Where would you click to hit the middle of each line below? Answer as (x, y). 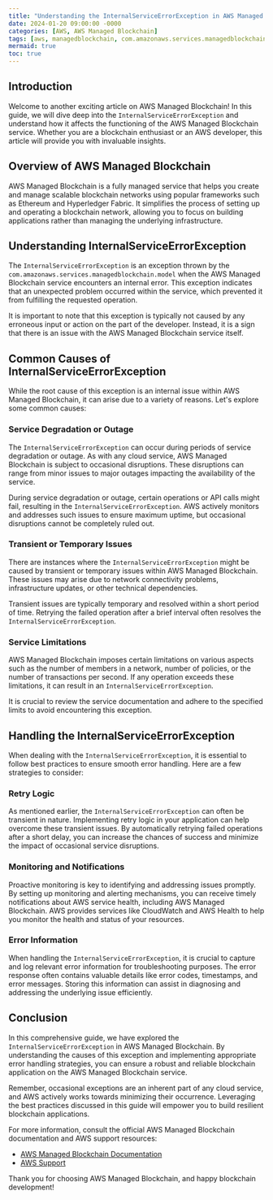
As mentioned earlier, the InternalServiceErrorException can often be (126, 811)
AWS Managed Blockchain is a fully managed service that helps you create (134, 186)
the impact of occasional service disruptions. (84, 846)
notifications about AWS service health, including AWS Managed (117, 902)
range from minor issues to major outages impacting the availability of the (132, 473)
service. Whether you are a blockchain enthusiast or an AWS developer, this (135, 132)
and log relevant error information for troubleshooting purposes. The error (132, 966)
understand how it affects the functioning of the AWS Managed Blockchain (133, 124)
